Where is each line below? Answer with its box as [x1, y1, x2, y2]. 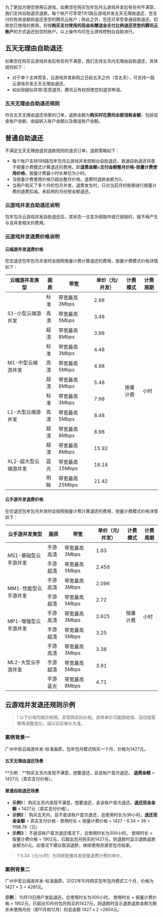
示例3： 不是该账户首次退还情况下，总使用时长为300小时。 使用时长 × [12, 830, 153, 836]
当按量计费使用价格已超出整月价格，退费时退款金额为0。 [12, 176, 126, 182]
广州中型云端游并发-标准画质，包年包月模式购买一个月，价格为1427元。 [5, 746, 148, 752]
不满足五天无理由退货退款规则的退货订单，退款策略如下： [5, 148, 120, 153]
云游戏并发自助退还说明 [5, 202, 60, 209]
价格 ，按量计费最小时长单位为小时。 [16, 170, 89, 176]
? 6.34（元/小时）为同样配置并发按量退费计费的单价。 [16, 853, 125, 859]
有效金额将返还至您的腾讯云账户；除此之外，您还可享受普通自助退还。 [13, 17, 154, 22]
